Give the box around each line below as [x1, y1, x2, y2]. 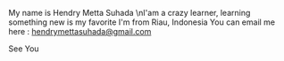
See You [8, 43, 39, 54]
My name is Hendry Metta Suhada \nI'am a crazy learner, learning [8, 8, 251, 18]
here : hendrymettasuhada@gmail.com [8, 27, 152, 36]
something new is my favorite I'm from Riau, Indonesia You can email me [8, 17, 276, 27]
